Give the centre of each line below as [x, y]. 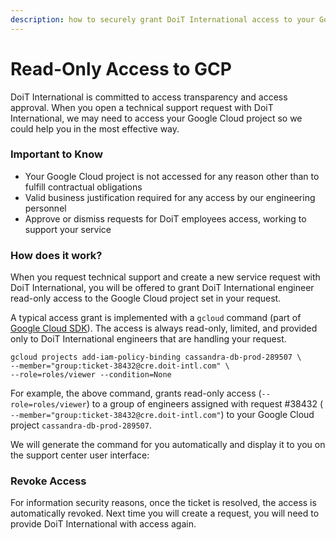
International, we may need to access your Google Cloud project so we [156, 118]
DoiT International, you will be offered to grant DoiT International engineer [162, 288]
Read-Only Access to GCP [121, 68]
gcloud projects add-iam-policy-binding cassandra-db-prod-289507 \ [156, 357]
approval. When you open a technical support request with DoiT [142, 107]
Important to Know [56, 154]
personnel [45, 208]
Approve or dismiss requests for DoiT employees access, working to [165, 218]
